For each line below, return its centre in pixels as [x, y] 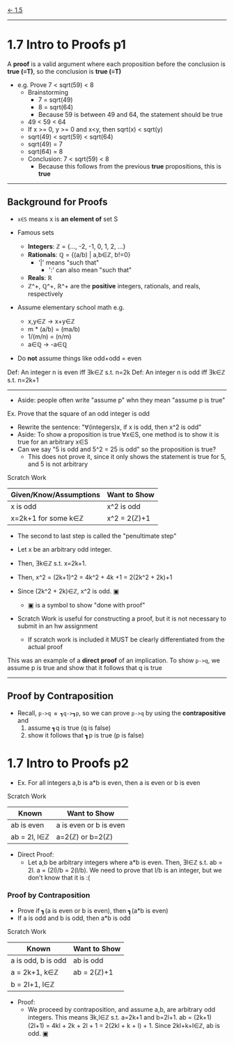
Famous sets [36, 232]
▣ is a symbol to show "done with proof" [86, 605]
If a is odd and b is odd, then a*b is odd [74, 918]
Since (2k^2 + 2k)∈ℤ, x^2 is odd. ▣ [68, 591]
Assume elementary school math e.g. [71, 307]
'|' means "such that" [69, 262]
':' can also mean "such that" [90, 270]
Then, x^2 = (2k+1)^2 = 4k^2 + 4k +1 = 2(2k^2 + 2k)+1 [95, 577]
